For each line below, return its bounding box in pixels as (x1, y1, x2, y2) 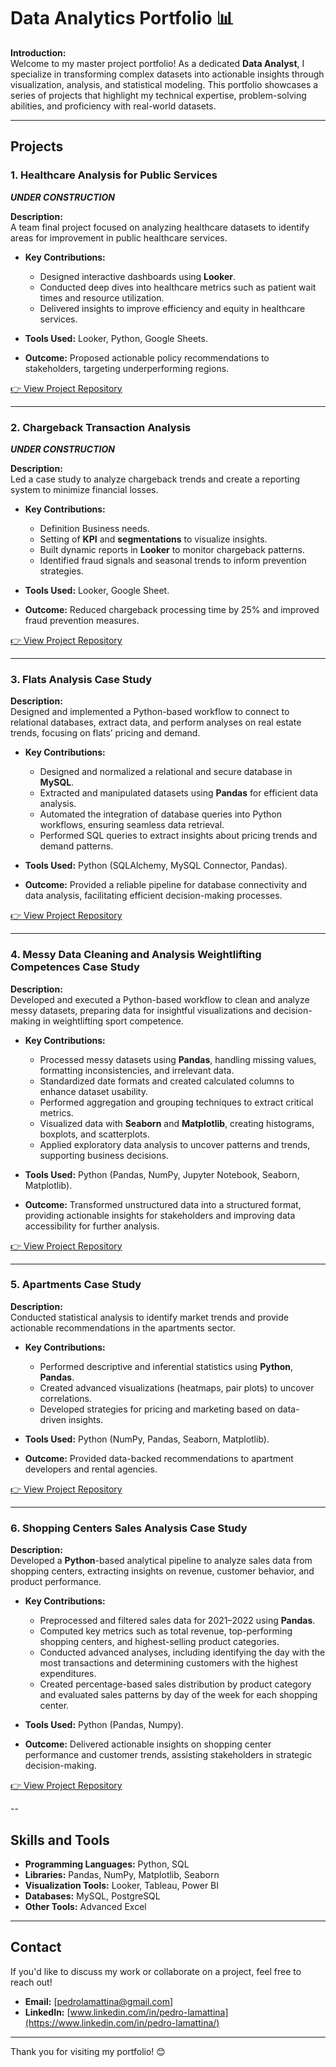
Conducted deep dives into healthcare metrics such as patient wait (39, 281, 317, 293)
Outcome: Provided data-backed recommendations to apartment (24, 1452, 294, 1464)
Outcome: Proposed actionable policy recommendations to (24, 351, 270, 364)
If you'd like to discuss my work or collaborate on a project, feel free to (10, 1965, 302, 1977)
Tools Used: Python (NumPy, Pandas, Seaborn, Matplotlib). (24, 1433, 270, 1445)
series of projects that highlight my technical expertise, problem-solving (10, 89, 307, 101)
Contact (10, 1939, 62, 1956)
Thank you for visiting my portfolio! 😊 (10, 2045, 166, 2057)
